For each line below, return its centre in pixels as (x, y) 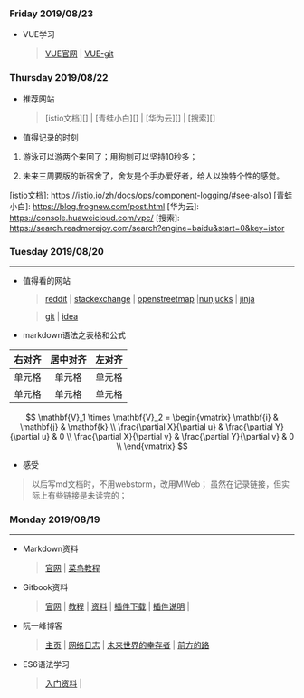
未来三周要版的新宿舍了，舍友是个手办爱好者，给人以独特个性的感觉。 (153, 176)
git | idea (62, 316)
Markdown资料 (50, 549)
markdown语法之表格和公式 (74, 334)
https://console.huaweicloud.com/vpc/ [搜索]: (95, 218)
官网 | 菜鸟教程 (73, 568)
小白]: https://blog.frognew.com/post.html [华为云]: (104, 206)
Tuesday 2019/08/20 (57, 251)
